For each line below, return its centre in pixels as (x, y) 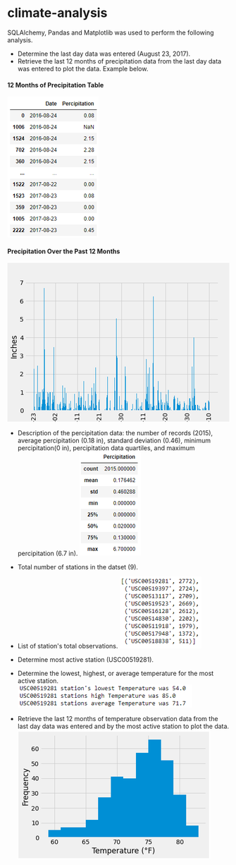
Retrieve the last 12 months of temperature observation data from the (118, 719)
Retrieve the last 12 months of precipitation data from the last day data (119, 61)
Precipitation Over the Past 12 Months (64, 251)
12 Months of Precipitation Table (56, 85)
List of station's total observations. (68, 646)
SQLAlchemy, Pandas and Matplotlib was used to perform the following (111, 32)
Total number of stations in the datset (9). (78, 567)
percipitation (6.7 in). (48, 554)
